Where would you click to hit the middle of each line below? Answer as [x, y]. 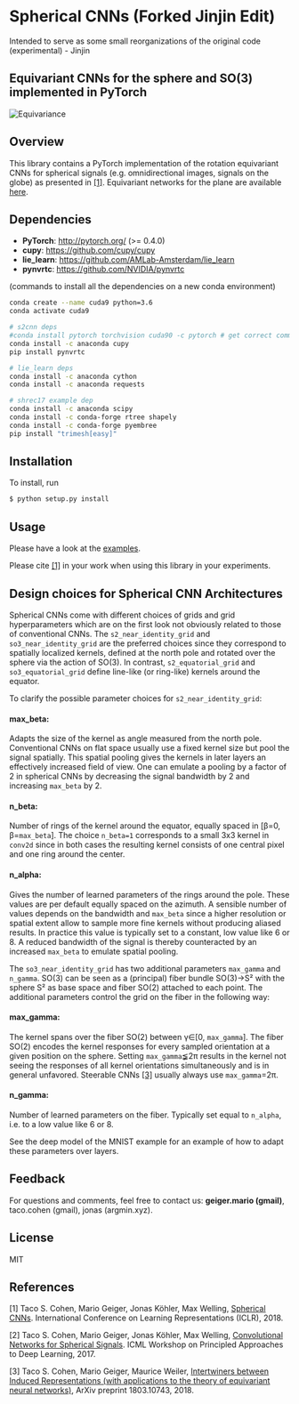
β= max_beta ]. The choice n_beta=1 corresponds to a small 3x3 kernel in [139, 835]
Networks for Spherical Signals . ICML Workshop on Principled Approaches [146, 1344]
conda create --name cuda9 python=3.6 [81, 303]
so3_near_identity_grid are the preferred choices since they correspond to [148, 643]
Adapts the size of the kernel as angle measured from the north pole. [136, 738]
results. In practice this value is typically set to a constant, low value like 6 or [149, 932]
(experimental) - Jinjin [50, 50]
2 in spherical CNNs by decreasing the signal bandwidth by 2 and [129, 777]
